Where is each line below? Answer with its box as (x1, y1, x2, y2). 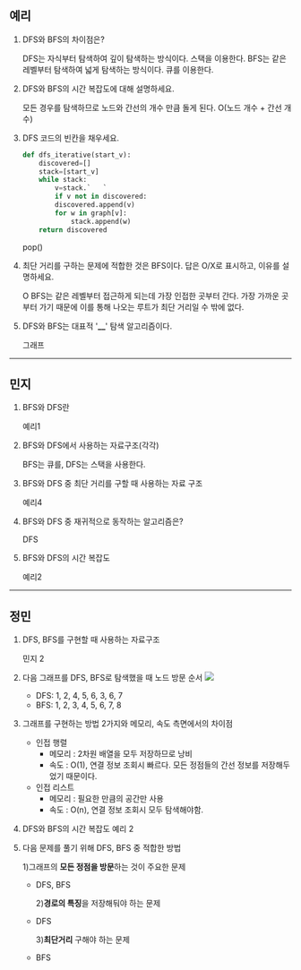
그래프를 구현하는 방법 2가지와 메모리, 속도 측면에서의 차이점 (21, 718, 233, 729)
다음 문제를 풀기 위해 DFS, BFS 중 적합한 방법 (21, 843, 182, 854)
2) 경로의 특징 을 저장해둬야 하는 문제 (35, 898, 161, 909)
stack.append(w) (70, 217, 132, 226)
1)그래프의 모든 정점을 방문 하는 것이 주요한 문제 (21, 862, 186, 872)
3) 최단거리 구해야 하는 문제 (35, 934, 130, 945)
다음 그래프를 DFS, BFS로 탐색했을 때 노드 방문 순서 (21, 673, 203, 683)
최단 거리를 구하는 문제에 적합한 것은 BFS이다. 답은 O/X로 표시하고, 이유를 (21, 260, 280, 270)
